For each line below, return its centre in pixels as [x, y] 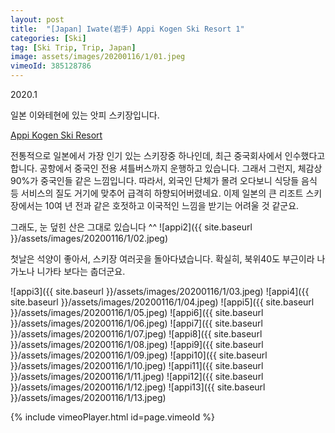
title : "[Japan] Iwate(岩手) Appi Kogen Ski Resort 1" [127, 29]
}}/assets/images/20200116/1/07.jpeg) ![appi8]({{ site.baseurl [136, 334]
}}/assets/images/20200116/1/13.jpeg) [88, 397]
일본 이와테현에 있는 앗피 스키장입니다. [85, 115]
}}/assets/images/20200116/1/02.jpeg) [89, 238]
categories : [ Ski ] [48, 38]
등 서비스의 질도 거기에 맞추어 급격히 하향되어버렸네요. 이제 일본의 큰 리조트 [157, 193]
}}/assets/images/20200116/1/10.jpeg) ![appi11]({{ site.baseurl [137, 365]
